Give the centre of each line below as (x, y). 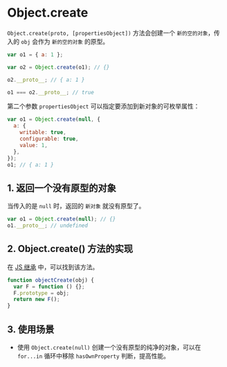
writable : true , (43, 133)
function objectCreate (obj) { (51, 280)
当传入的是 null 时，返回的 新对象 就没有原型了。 (76, 206)
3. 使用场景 (31, 329)
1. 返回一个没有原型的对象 (62, 188)
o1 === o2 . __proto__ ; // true (51, 92)
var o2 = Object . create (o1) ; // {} (58, 67)
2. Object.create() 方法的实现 (70, 249)
